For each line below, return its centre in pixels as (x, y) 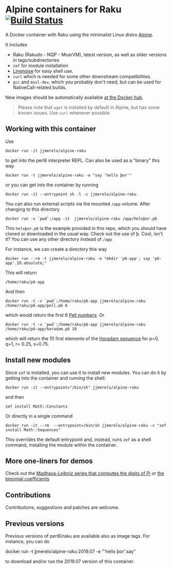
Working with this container (51, 129)
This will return (21, 272)
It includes (16, 44)
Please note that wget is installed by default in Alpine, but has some (89, 107)
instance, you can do (27, 541)
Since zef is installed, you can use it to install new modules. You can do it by (86, 372)
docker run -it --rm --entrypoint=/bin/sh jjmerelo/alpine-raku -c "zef (86, 425)
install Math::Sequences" (33, 430)
